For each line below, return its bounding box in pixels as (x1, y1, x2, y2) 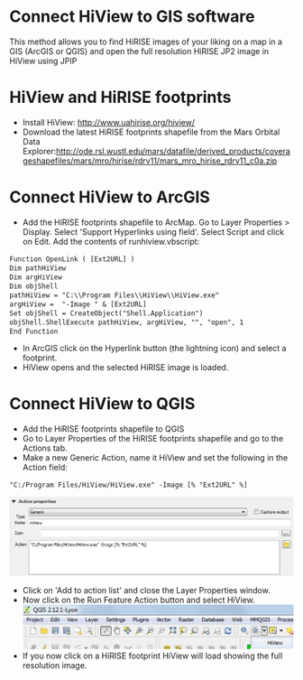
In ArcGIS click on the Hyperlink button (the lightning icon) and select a (22, 342, 287, 353)
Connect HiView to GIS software (9, 6, 255, 27)
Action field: (22, 461, 68, 472)
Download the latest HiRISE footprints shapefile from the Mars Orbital (22, 126, 280, 137)
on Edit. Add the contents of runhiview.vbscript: (22, 236, 200, 247)
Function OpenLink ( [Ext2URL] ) (9, 255, 135, 264)
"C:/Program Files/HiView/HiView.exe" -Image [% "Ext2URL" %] (9, 480, 248, 489)
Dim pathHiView (9, 264, 67, 273)
